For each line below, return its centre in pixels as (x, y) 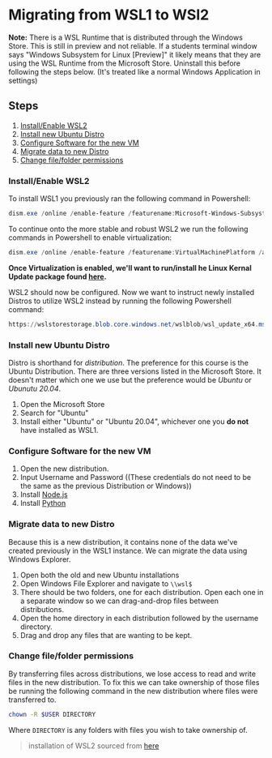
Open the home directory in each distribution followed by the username (139, 618)
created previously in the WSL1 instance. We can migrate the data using (128, 550)
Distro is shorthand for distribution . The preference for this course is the (129, 362)
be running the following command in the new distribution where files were (133, 691)
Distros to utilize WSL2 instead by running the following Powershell (120, 301)
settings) (23, 80)
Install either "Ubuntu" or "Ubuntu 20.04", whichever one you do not (134, 421)
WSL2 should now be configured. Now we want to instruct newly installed (132, 292)
